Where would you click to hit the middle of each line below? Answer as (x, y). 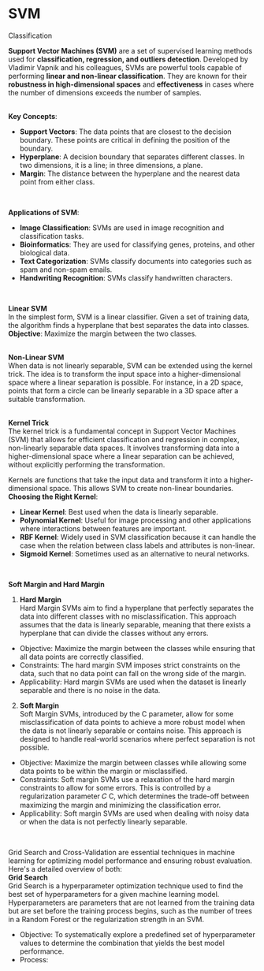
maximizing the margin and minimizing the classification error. (120, 805)
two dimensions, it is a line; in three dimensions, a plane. (111, 165)
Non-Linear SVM (36, 357)
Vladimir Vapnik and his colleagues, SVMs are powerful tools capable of (125, 67)
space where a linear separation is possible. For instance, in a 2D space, (126, 382)
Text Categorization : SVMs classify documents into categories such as (136, 261)
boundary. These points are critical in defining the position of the (125, 140)
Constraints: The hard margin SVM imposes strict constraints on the (130, 665)
